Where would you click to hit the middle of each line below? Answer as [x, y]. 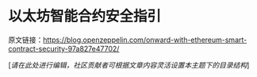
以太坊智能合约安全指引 [85, 16]
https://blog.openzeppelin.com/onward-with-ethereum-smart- [145, 40]
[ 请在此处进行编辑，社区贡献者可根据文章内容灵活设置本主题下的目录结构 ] [129, 65]
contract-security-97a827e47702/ [64, 48]
